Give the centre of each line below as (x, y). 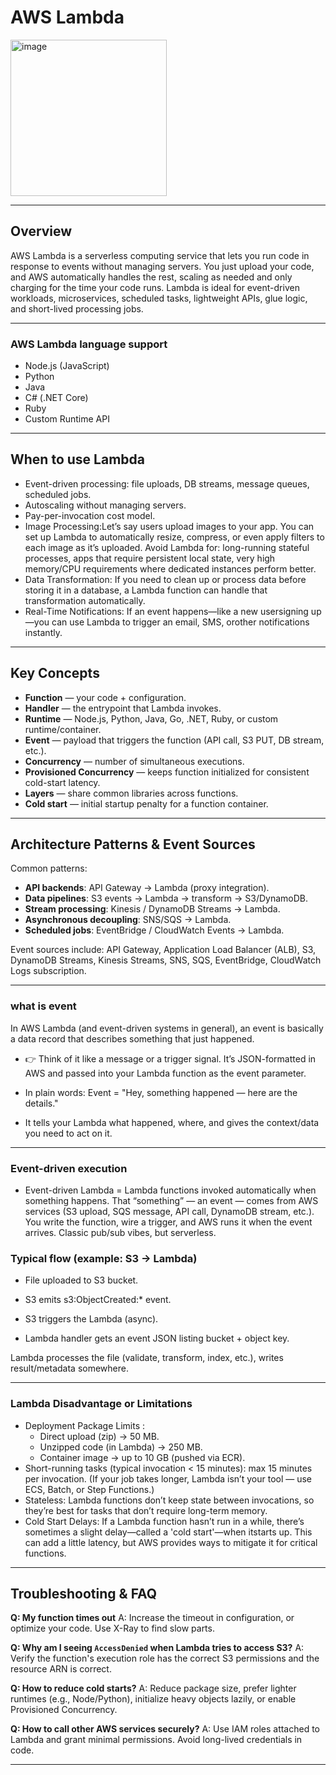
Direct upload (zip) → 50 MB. (99, 1436)
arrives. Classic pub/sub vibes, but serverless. (120, 1233)
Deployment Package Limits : (85, 1425)
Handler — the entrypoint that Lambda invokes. (123, 708)
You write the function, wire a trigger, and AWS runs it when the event (168, 1222)
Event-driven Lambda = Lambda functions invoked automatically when (170, 1190)
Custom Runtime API (67, 419)
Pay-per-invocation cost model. (90, 515)
